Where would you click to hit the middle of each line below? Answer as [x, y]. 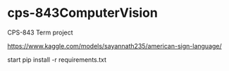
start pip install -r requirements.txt [57, 59]
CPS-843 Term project [40, 32]
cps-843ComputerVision [83, 13]
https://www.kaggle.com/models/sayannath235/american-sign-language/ [114, 46]
